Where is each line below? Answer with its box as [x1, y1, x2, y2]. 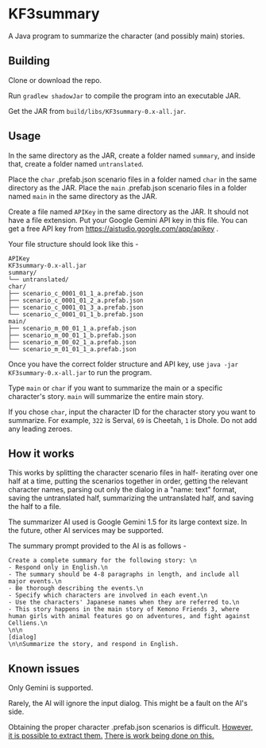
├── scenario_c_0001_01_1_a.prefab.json [8, 289, 145, 297]
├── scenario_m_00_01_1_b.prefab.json [8, 331, 137, 339]
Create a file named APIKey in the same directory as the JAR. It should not [8, 206, 249, 216]
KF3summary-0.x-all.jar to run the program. [8, 367, 152, 377]
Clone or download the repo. [8, 75, 102, 84]
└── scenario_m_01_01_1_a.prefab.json [8, 345, 137, 353]
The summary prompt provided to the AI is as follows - [8, 541, 187, 550]
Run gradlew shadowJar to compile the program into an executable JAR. [8, 91, 241, 100]
